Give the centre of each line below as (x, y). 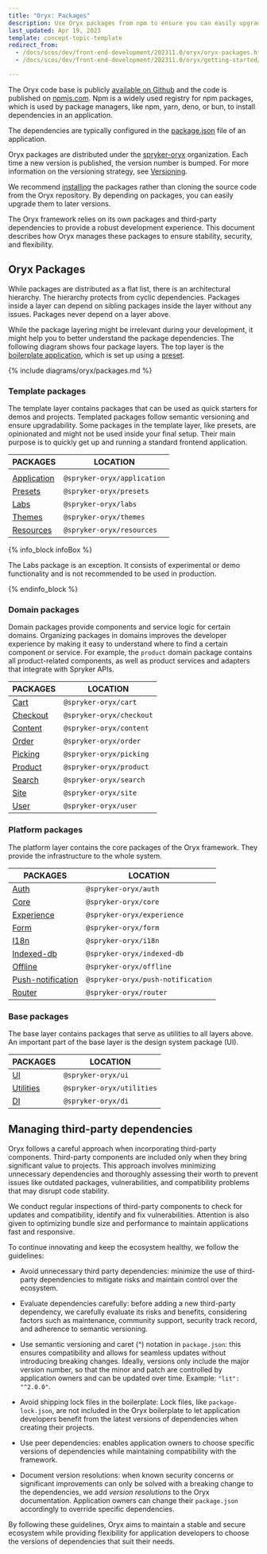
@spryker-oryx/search (104, 780)
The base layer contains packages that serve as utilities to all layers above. (131, 1033)
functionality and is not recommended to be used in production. (112, 573)
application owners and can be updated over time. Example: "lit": (130, 1378)
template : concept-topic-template (66, 38)
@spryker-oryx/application (114, 478)
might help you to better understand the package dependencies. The (121, 338)
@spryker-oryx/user (100, 806)
